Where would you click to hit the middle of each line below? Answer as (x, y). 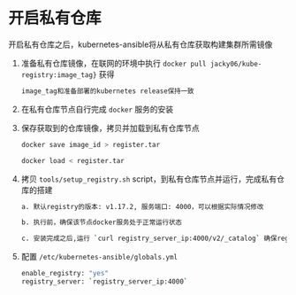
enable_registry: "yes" (65, 274)
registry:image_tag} (59, 75)
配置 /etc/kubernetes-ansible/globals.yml (99, 257)
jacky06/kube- (236, 64)
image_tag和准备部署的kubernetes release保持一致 (108, 91)
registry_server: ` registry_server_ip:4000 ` (104, 282)
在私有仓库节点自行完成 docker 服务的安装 (97, 109)
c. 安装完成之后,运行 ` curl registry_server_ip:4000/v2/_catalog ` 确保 (149, 239)
